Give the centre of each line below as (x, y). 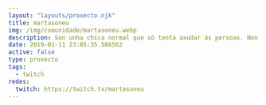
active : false (32, 52)
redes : (19, 81)
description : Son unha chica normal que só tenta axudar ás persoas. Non (133, 37)
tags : (17, 67)
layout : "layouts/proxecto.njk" (62, 15)
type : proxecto (33, 60)
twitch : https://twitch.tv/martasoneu (80, 89)
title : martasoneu (39, 23)
